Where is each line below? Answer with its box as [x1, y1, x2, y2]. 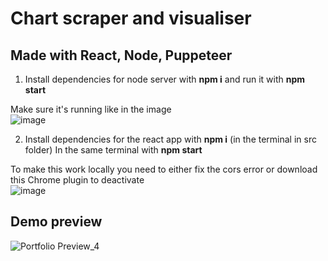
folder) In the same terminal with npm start [24, 144, 203, 156]
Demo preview [10, 213, 103, 231]
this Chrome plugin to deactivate [10, 174, 145, 186]
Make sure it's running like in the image [10, 103, 172, 115]
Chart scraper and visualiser [10, 7, 252, 30]
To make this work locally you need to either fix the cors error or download [10, 163, 318, 175]
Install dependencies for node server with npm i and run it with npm [24, 73, 306, 85]
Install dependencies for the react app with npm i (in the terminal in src [24, 133, 317, 145]
